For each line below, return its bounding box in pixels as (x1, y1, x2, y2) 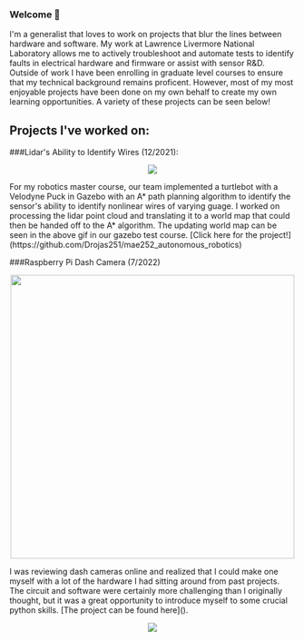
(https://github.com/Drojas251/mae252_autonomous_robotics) (9, 240, 242, 251)
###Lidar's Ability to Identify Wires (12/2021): (9, 147, 179, 158)
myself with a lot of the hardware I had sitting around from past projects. (9, 576, 279, 587)
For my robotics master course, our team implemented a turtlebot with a (9, 182, 279, 192)
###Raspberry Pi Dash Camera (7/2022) (9, 257, 161, 268)
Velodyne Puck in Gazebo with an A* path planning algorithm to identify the (9, 191, 291, 202)
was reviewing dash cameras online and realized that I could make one (13, 567, 279, 577)
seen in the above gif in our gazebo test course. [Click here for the (9, 230, 259, 241)
